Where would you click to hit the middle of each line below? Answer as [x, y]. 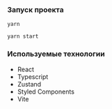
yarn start [23, 36]
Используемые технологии [56, 54]
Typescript [33, 77]
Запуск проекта [35, 10]
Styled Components [46, 92]
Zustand [29, 84]
